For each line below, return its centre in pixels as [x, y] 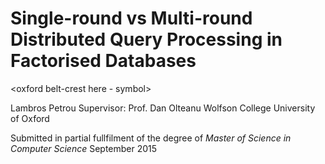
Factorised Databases [103, 61]
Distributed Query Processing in [146, 39]
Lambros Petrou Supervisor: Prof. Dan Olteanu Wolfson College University [163, 108]
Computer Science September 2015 [84, 148]
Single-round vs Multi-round [131, 18]
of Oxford [30, 118]
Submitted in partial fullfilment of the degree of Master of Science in [151, 138]
